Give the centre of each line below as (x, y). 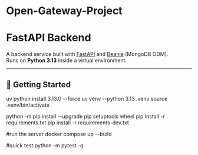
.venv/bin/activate (28, 105)
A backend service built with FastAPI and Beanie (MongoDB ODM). (87, 54)
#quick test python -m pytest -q (45, 145)
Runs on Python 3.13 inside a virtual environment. (67, 61)
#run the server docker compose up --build (59, 134)
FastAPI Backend (49, 38)
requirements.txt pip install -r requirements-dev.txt (68, 123)
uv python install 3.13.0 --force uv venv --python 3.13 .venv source (87, 98)
